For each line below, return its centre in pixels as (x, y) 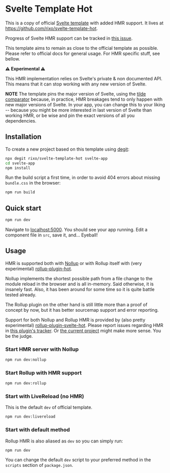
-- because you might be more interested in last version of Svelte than (79, 110)
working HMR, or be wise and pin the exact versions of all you (70, 115)
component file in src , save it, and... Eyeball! (52, 235)
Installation (23, 137)
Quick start (23, 208)
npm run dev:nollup (26, 360)
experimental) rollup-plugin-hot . (39, 269)
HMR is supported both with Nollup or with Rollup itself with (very (74, 263)
